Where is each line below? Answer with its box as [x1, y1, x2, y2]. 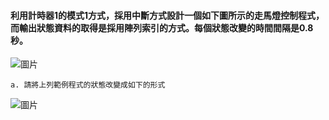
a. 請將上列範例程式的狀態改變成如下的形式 [10, 80, 166, 90]
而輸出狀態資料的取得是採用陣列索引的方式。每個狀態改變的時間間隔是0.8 [10, 21, 314, 34]
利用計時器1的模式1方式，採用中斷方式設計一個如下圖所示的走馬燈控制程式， [10, 9, 325, 21]
